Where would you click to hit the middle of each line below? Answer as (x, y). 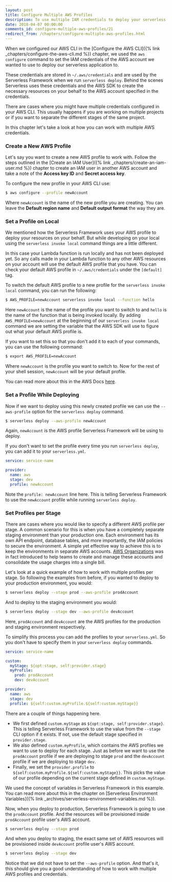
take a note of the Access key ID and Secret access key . (66, 174)
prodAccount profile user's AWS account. (48, 819)
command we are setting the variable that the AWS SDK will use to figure (82, 326)
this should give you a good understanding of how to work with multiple (81, 869)
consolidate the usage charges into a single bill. (56, 563)
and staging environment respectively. (46, 627)
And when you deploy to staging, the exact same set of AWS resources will (84, 838)
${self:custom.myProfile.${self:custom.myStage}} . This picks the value (89, 772)
